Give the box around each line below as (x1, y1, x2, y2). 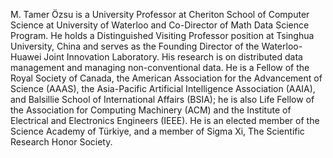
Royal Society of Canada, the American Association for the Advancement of (10, 72, 323, 84)
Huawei (10, 51, 42, 63)
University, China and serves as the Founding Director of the (10, 40, 260, 52)
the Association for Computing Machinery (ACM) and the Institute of (10, 104, 292, 116)
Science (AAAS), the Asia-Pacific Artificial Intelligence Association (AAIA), (10, 83, 316, 94)
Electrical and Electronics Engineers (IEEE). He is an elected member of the (10, 115, 320, 126)
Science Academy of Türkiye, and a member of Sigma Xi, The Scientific (10, 125, 305, 137)
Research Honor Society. (10, 136, 113, 148)
